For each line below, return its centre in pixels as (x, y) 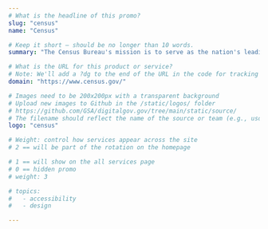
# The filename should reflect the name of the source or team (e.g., (128, 118)
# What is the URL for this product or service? (91, 67)
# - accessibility (43, 199)
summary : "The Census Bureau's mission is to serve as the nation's (124, 53)
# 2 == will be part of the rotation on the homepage (100, 148)
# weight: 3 (28, 176)
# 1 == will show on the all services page (82, 162)
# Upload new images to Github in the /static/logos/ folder (112, 103)
